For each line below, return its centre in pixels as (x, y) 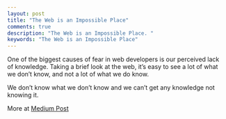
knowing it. (23, 95)
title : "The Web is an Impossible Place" (68, 20)
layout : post (26, 14)
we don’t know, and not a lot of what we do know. (78, 74)
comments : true (29, 26)
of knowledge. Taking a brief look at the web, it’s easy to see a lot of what (113, 67)
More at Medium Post (38, 109)
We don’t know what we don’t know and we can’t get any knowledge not (111, 88)
